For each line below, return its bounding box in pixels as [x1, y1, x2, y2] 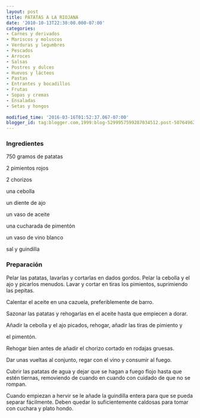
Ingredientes [6, 140, 44, 148]
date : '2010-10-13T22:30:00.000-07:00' [6, 20, 105, 26]
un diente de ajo [6, 199, 46, 207]
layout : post [6, 8, 39, 15]
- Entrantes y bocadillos [6, 81, 70, 87]
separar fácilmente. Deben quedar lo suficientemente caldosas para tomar [6, 398, 189, 405]
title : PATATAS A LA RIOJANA [6, 14, 79, 20]
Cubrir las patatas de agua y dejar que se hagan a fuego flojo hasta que [6, 368, 183, 375]
